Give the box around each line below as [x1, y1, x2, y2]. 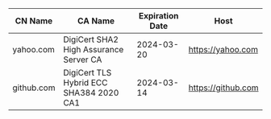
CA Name [77, 15, 115, 27]
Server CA [63, 54, 102, 65]
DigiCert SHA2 [63, 34, 119, 45]
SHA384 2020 [63, 88, 119, 98]
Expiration [138, 10, 179, 21]
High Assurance [63, 44, 124, 55]
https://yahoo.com [188, 44, 258, 55]
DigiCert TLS [63, 68, 112, 78]
